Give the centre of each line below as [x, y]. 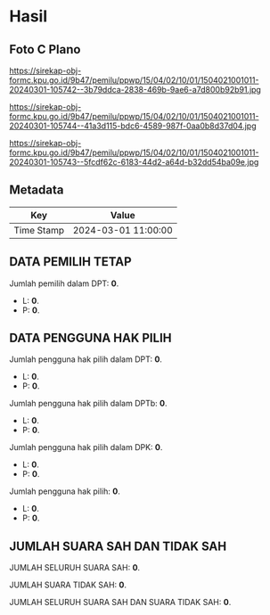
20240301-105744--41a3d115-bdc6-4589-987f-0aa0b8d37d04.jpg [133, 126]
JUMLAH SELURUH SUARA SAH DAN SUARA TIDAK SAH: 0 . [120, 603]
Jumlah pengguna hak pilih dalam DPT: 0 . [86, 359]
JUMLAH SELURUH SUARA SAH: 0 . [75, 568]
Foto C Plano [45, 49]
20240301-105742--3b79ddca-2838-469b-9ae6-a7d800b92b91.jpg [135, 90]
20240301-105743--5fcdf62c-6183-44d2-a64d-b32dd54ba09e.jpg [134, 162]
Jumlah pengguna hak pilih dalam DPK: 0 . [86, 447]
